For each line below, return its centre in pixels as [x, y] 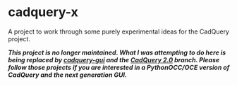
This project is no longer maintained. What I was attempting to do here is [117, 52]
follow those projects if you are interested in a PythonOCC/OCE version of [119, 67]
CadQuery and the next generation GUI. [68, 75]
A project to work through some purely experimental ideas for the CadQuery [119, 31]
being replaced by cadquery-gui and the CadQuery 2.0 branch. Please [114, 59]
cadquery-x [43, 12]
